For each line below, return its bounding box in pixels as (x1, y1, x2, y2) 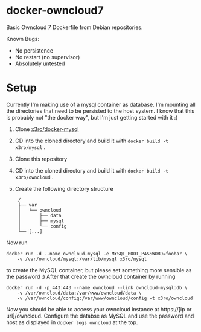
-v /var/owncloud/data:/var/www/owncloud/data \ (17, 290, 142, 296)
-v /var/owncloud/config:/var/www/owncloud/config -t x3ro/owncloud (17, 295, 193, 301)
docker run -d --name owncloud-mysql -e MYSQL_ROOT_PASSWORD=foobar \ (6, 251, 188, 257)
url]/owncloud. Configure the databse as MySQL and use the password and (6, 312, 194, 319)
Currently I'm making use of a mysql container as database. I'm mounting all (6, 101, 196, 108)
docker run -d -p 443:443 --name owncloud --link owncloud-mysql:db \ (6, 284, 188, 290)
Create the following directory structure (14, 185, 113, 192)
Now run (6, 239, 28, 246)
